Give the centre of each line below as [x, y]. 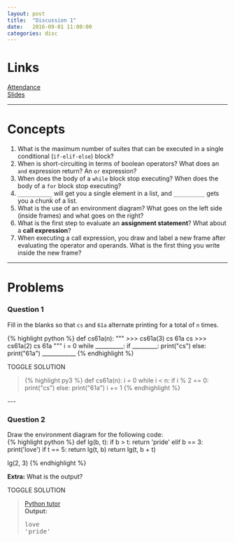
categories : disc [33, 33]
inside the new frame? [49, 253]
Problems [36, 288]
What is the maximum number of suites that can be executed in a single [120, 149]
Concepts [36, 129]
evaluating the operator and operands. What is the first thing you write [119, 245]
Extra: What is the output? [45, 476]
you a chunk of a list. [48, 201]
